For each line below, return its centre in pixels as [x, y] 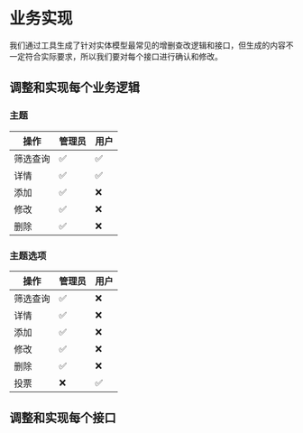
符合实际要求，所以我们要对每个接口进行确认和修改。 [124, 56]
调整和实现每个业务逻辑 [74, 88]
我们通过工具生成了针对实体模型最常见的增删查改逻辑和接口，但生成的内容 [147, 45]
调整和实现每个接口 [63, 418]
